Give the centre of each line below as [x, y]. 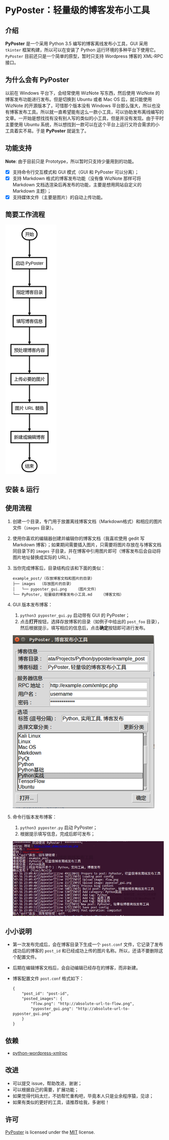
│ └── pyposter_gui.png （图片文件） [55, 589]
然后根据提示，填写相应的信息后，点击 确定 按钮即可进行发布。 [84, 627]
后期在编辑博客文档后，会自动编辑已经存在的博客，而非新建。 [76, 968]
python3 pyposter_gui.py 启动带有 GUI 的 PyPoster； [75, 615]
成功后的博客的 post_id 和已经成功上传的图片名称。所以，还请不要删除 [86, 951]
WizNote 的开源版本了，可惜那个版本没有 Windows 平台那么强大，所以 [78, 105]
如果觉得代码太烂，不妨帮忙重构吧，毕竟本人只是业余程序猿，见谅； [83, 1096]
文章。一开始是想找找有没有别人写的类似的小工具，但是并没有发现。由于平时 [84, 118]
